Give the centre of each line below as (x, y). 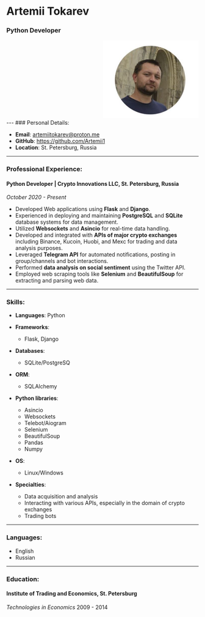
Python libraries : (37, 398)
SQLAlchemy (41, 386)
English (24, 551)
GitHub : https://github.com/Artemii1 (60, 141)
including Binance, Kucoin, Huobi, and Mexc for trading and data (96, 242)
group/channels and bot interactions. (62, 261)
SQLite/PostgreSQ (47, 363)
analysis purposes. (39, 248)
